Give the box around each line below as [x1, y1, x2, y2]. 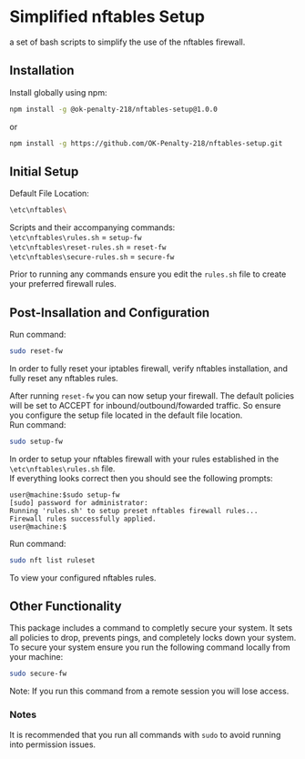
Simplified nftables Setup [9, 6, 205, 27]
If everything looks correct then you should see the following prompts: [9, 472, 273, 483]
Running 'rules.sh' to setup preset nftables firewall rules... [9, 506, 259, 515]
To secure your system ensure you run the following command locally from [9, 642, 290, 653]
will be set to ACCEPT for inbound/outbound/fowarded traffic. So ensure [9, 400, 281, 410]
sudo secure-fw [9, 669, 67, 679]
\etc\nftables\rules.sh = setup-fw [9, 232, 142, 243]
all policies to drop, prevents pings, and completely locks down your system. [9, 632, 297, 643]
